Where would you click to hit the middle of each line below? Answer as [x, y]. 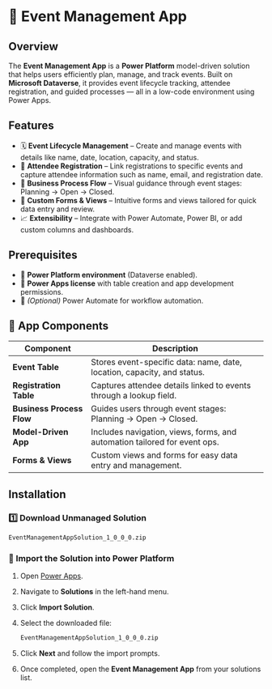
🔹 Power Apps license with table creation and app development [127, 283]
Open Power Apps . [51, 576]
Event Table [36, 368]
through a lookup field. [134, 396]
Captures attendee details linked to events [171, 385]
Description [175, 349]
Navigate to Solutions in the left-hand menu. [94, 592]
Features [31, 126]
